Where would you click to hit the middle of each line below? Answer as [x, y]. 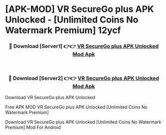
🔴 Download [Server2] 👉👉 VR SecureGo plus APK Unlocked [84, 78]
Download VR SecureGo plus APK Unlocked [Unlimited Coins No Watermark [83, 122]
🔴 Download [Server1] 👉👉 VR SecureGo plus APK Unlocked [84, 46]
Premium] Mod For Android [33, 127]
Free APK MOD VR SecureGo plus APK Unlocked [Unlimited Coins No [77, 107]
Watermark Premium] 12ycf [63, 30]
